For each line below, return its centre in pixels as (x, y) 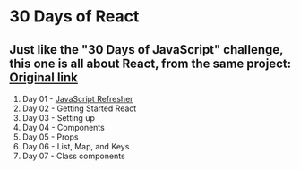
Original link (44, 77)
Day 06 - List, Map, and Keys (76, 146)
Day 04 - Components (63, 127)
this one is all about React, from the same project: (150, 63)
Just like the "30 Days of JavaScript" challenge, (146, 50)
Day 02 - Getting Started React (79, 108)
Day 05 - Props (50, 137)
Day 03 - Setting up (59, 118)
